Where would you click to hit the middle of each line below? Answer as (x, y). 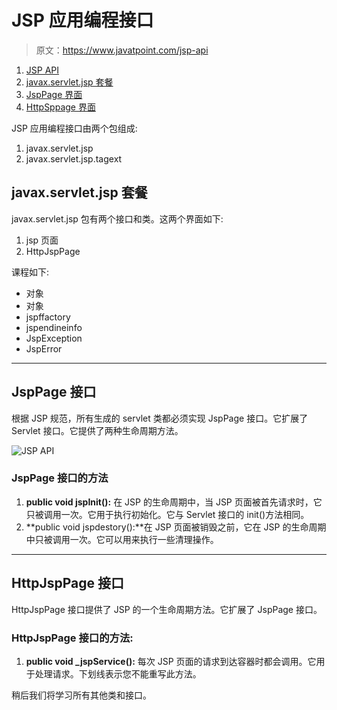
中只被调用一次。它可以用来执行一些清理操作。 (122, 539)
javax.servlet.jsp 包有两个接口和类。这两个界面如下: (117, 218)
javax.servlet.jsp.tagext (74, 158)
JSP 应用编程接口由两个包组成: (74, 128)
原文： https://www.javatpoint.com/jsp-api (122, 50)
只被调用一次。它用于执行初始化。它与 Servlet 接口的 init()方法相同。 (167, 514)
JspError (44, 348)
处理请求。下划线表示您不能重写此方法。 (118, 673)
